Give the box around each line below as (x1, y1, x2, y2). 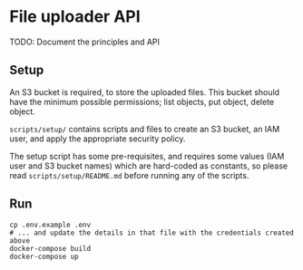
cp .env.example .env (9, 220, 92, 229)
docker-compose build (9, 244, 92, 253)
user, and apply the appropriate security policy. (9, 133, 186, 144)
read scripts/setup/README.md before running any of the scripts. (9, 169, 249, 180)
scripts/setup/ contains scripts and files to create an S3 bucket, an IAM (9, 123, 280, 134)
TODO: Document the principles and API (9, 36, 161, 47)
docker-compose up (9, 252, 79, 261)
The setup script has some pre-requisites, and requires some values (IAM (9, 150, 285, 161)
